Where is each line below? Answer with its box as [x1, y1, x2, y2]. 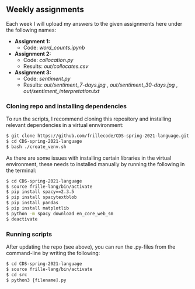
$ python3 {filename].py [6, 277, 67, 283]
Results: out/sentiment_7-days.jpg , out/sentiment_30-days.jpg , [23, 81, 178, 88]
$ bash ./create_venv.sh [6, 143, 67, 150]
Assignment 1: [14, 37, 51, 44]
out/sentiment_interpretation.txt [23, 87, 100, 94]
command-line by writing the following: [6, 250, 100, 257]
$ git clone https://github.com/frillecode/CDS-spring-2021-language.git [6, 133, 190, 139]
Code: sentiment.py [23, 75, 71, 82]
